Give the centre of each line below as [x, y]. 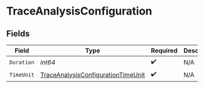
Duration [22, 62]
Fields [18, 34]
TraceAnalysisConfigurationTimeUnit [93, 75]
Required [164, 51]
